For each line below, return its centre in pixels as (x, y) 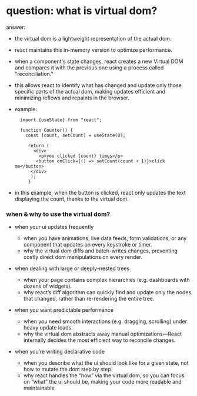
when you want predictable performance (64, 310)
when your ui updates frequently (54, 227)
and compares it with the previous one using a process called (89, 67)
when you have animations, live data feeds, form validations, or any (105, 238)
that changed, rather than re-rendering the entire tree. (89, 299)
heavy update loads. (48, 328)
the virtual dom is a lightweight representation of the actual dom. (93, 38)
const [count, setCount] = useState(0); (76, 135)
